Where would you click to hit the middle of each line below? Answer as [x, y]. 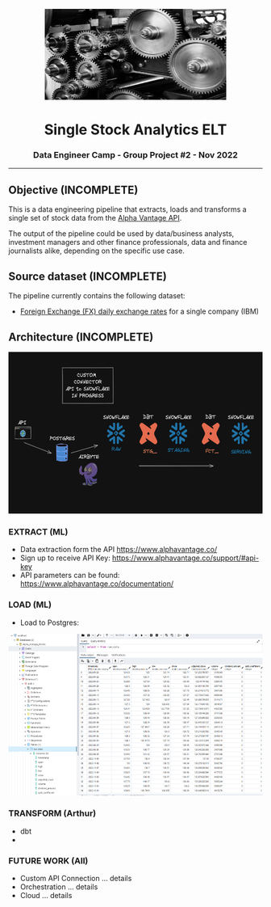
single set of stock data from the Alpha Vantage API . [95, 218]
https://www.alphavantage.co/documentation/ [97, 584]
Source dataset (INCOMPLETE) [88, 276]
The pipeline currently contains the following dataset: [97, 296]
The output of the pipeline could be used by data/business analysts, [121, 234]
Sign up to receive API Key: [65, 558]
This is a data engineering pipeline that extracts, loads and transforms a [128, 209]
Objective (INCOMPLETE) [73, 190]
